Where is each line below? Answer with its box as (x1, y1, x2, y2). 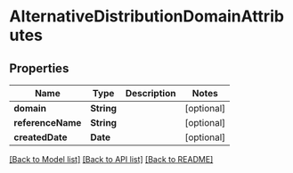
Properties (9, 61, 69, 76)
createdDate (13, 131, 68, 144)
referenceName (13, 117, 82, 128)
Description (125, 87, 176, 99)
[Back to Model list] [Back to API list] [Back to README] (9, 154, 214, 164)
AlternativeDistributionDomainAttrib (9, 6, 285, 27)
